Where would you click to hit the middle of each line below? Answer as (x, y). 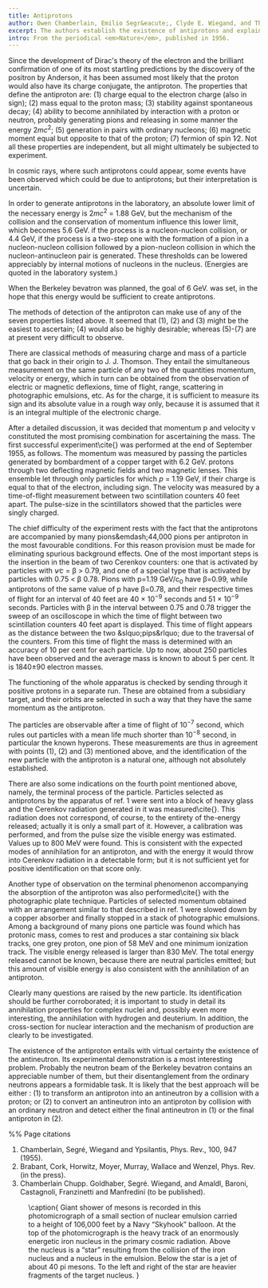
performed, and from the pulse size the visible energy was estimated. (122, 834)
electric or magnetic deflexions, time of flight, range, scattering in (116, 386)
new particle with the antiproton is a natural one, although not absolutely (127, 760)
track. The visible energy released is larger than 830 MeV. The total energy (131, 952)
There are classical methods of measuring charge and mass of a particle (128, 353)
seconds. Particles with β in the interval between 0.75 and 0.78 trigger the (130, 608)
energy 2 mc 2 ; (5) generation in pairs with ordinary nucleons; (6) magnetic (130, 129)
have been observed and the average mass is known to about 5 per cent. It (132, 659)
